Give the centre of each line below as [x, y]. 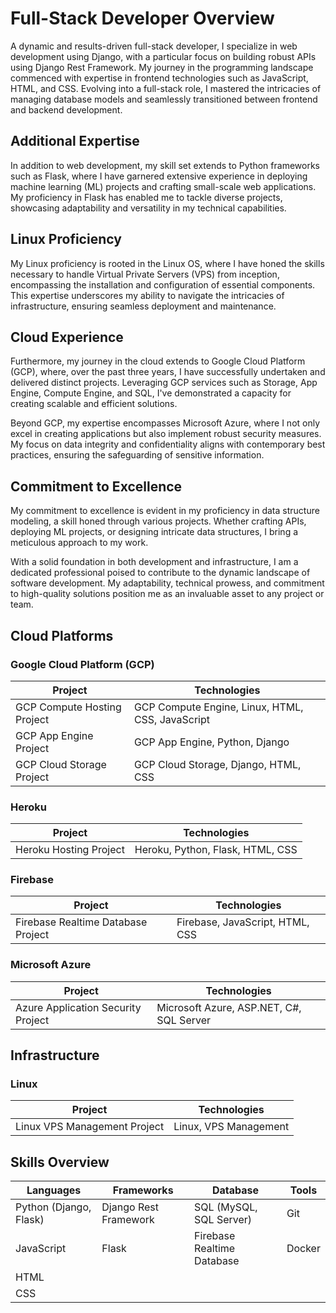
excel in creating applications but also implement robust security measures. [166, 434]
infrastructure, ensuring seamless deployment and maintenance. [143, 306]
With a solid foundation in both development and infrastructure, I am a [154, 562]
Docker [303, 1249]
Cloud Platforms [62, 635]
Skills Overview [60, 1162]
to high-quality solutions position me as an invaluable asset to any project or [167, 594]
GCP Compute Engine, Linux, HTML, [218, 707]
